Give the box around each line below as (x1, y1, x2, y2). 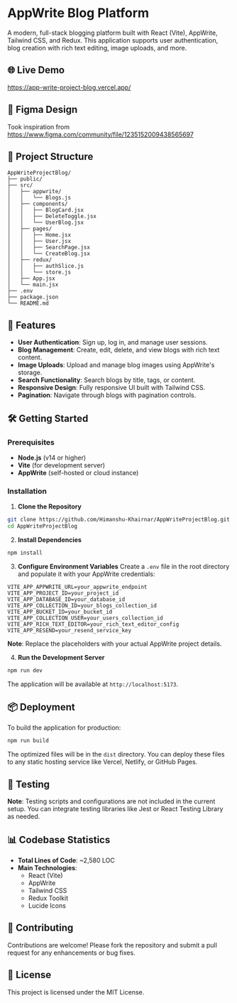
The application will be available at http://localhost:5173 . (7, 680, 179, 688)
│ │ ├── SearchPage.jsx (7, 244, 91, 251)
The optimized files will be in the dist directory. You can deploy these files (7, 750, 225, 759)
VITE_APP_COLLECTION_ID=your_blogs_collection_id (7, 602, 158, 609)
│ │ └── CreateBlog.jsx (7, 250, 91, 257)
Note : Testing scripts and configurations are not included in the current (7, 797, 216, 806)
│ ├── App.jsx (7, 275, 55, 282)
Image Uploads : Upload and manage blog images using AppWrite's (17, 361, 215, 369)
